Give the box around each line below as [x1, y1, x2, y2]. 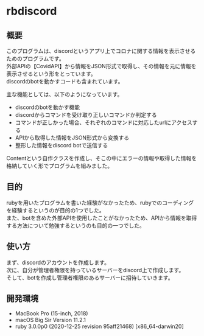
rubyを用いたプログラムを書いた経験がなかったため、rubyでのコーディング [6, 199, 194, 206]
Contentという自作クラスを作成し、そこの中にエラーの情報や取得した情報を [6, 155, 197, 162]
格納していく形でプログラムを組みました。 [6, 163, 113, 169]
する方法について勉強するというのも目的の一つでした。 [6, 222, 145, 229]
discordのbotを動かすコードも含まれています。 [6, 78, 124, 85]
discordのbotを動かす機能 [15, 103, 80, 111]
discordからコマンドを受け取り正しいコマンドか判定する [15, 111, 157, 118]
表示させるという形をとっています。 [6, 70, 96, 77]
